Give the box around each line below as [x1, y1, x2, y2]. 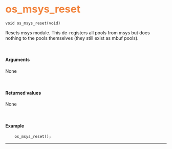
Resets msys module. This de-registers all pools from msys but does [5, 29, 150, 36]
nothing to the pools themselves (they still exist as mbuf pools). [5, 35, 139, 41]
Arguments [5, 57, 30, 63]
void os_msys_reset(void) [5, 20, 60, 26]
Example [5, 122, 25, 129]
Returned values [5, 90, 41, 96]
